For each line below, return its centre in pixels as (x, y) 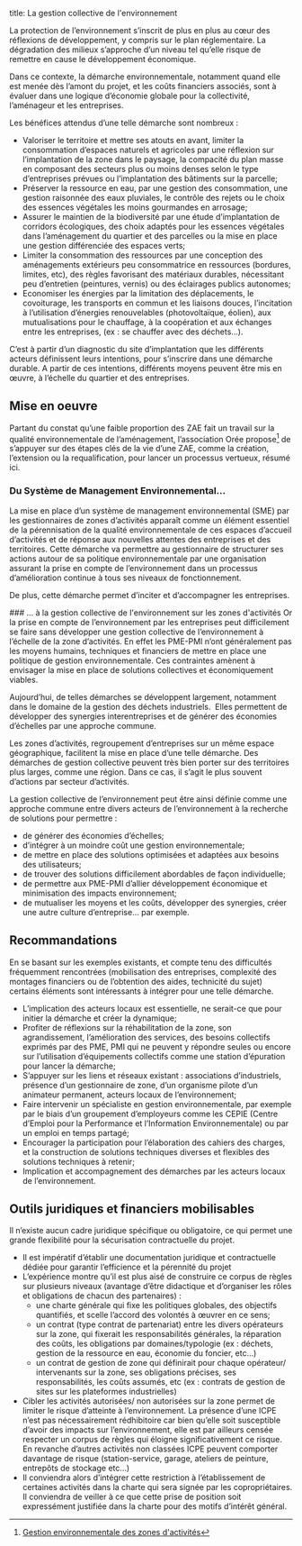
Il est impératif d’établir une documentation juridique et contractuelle (149, 1258)
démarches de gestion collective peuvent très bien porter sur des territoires (149, 762)
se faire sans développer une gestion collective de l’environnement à (137, 632)
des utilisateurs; (52, 864)
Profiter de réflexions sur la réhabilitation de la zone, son (127, 1027)
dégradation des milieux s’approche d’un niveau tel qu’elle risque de (135, 50)
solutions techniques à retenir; (78, 1161)
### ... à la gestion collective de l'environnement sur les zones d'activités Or (151, 613)
